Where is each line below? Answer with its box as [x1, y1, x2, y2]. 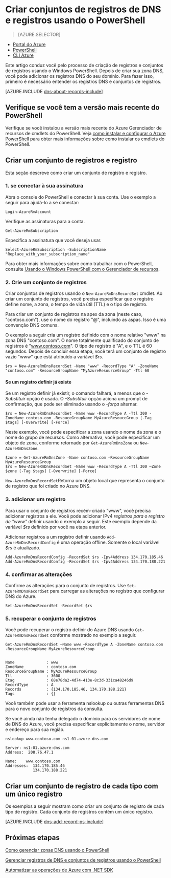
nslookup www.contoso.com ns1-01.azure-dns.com [5, 736, 109, 742]
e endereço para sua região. [5, 726, 65, 733]
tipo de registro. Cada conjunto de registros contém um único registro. [5, 809, 154, 815]
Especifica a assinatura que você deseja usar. [5, 237, 102, 243]
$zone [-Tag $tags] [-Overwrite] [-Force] [5, 468, 97, 474]
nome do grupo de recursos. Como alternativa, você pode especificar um [5, 434, 160, 441]
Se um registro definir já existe [5, 379, 71, 385]
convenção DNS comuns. [5, 322, 59, 328]
